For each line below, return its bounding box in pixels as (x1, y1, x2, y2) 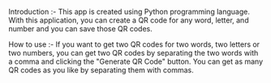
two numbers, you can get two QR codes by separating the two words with (8, 48, 259, 57)
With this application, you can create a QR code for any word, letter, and (8, 15, 249, 25)
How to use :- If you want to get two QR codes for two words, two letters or (8, 39, 260, 49)
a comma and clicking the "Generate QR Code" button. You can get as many (8, 56, 264, 66)
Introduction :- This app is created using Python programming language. (8, 7, 250, 16)
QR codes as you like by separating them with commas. (8, 65, 194, 75)
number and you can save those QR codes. (8, 24, 153, 33)
